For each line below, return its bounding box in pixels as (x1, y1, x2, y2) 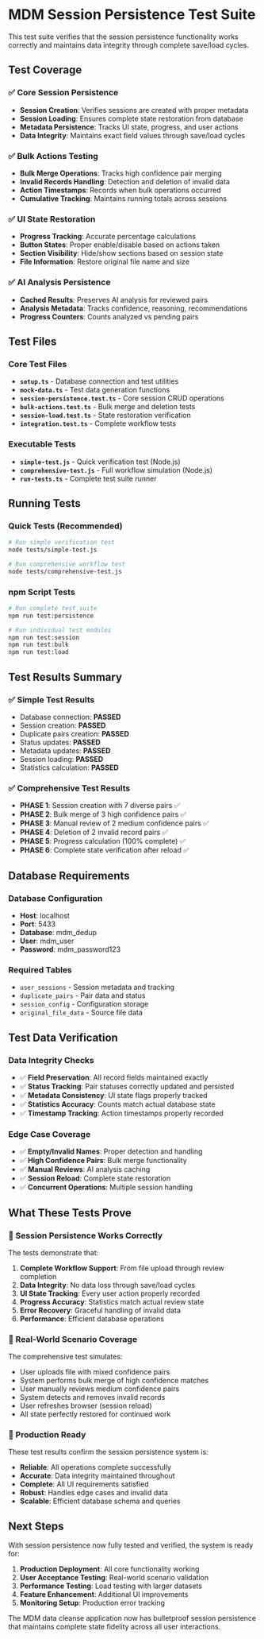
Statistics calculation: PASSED (19, 763, 119, 772)
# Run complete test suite (8, 604, 98, 613)
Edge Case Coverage (8, 1128, 91, 1139)
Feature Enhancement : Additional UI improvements (19, 1590, 189, 1599)
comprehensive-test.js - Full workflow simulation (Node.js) (19, 465, 212, 474)
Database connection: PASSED (19, 712, 121, 721)
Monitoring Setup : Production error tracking (19, 1598, 165, 1608)
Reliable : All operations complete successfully (19, 1463, 172, 1472)
